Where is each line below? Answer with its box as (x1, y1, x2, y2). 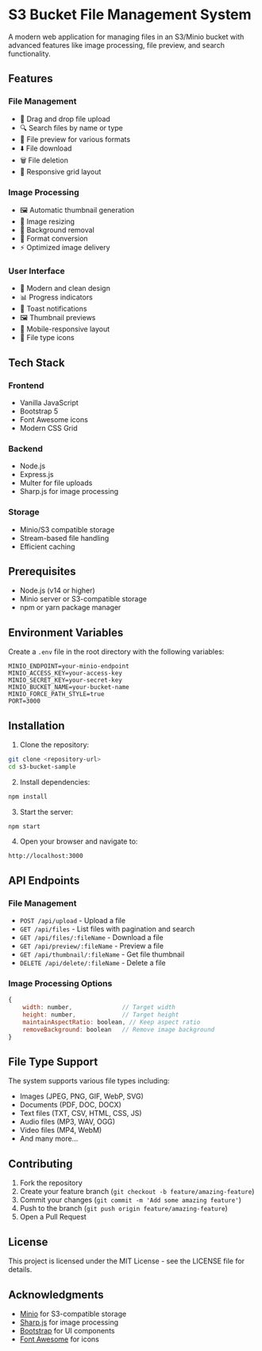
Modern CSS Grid (19, 423, 78, 433)
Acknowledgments (8, 1288, 105, 1302)
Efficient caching (19, 542, 75, 551)
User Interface (8, 265, 65, 276)
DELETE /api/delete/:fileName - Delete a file (19, 958, 166, 968)
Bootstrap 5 (19, 406, 59, 416)
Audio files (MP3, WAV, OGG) (19, 1117, 116, 1126)
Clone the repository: (19, 739, 90, 750)
